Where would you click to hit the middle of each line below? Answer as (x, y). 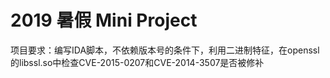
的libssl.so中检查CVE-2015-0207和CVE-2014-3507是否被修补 (137, 62)
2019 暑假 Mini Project (104, 20)
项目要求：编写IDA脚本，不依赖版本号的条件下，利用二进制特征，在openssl (165, 50)
